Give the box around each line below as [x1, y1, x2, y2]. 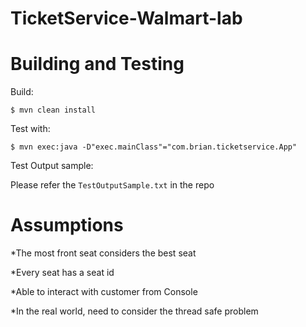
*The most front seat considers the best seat [10, 247, 197, 259]
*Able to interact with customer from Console [10, 286, 198, 298]
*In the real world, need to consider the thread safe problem [10, 305, 259, 317]
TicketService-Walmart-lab [10, 7, 243, 30]
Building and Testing [10, 53, 185, 76]
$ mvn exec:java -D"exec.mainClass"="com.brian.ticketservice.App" [10, 142, 298, 152]
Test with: [10, 123, 51, 135]
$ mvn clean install [10, 105, 97, 116]
